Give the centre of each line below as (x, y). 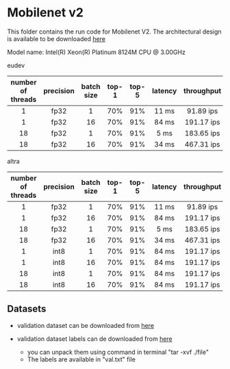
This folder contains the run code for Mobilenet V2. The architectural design (114, 31)
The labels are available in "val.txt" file (81, 359)
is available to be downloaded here (56, 38)
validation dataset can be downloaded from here (86, 325)
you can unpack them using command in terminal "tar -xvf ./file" (118, 352)
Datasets (27, 309)
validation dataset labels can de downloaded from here (94, 339)
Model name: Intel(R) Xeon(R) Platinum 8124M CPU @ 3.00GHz (97, 52)
